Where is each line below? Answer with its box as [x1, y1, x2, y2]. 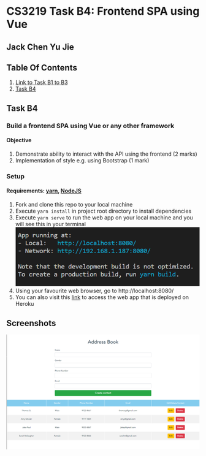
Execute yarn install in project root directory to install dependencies [15, 207, 192, 215]
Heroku [15, 300, 34, 308]
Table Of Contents [6, 63, 78, 73]
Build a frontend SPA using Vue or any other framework [6, 121, 175, 130]
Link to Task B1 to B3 [15, 78, 69, 86]
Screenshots [6, 317, 56, 329]
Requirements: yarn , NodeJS [6, 187, 82, 194]
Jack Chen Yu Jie [6, 42, 75, 52]
